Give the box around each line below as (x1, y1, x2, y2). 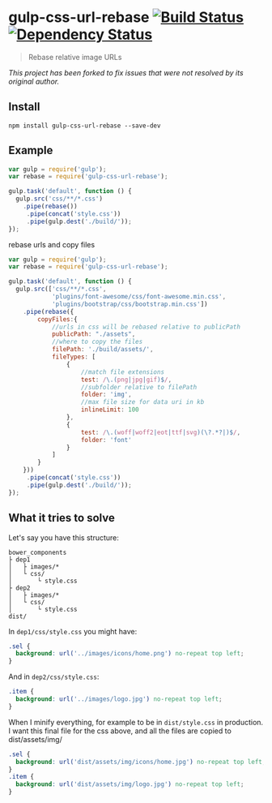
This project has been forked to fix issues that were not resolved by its (8, 67, 244, 77)
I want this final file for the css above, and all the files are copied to (8, 726, 232, 736)
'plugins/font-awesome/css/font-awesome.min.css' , (51, 293, 227, 301)
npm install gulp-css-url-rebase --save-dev (8, 122, 161, 130)
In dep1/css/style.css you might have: (8, 626, 138, 636)
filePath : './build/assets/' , (51, 346, 154, 354)
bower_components (8, 548, 67, 556)
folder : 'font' (80, 436, 132, 444)
